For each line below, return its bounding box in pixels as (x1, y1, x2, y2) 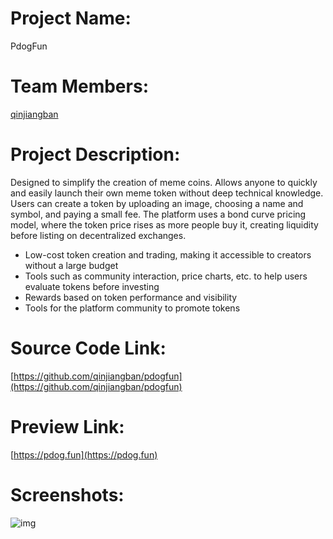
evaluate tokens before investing (24, 280, 160, 292)
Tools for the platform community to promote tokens (24, 302, 241, 314)
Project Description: (10, 143, 181, 166)
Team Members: (10, 75, 149, 98)
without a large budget (24, 259, 119, 271)
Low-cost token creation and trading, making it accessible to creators (24, 248, 312, 261)
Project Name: (10, 7, 132, 30)
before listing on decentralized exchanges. (10, 229, 187, 241)
